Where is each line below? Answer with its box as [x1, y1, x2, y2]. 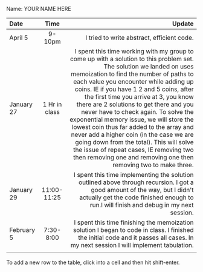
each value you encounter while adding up [73, 78, 194, 85]
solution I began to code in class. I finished [72, 226, 194, 234]
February [9, 226, 35, 234]
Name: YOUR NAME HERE [6, 5, 71, 12]
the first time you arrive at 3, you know [84, 93, 194, 101]
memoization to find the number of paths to [71, 70, 194, 78]
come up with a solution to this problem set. [69, 55, 194, 63]
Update [172, 19, 194, 28]
